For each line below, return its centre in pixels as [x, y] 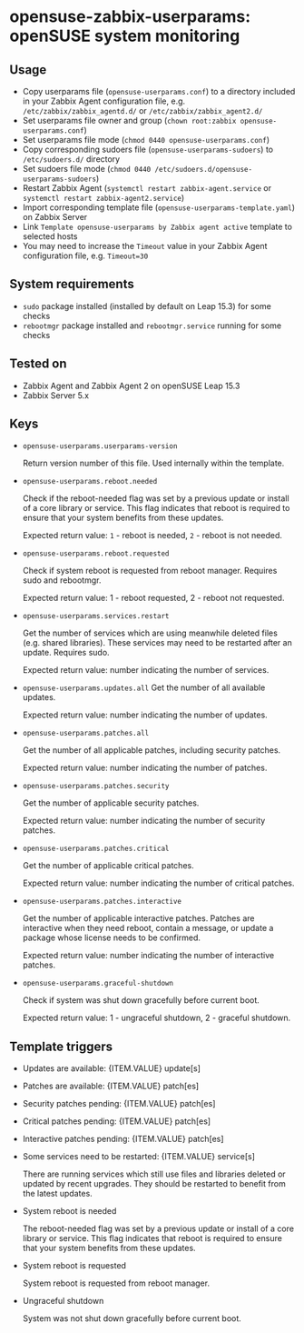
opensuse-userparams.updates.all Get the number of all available [144, 687]
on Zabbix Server [55, 217]
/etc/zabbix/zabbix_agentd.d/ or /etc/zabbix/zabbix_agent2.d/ [142, 110]
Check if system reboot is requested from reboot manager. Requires [150, 571]
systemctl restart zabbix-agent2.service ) [103, 198]
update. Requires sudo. [66, 653]
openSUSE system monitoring [125, 36]
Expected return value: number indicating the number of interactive [148, 956]
